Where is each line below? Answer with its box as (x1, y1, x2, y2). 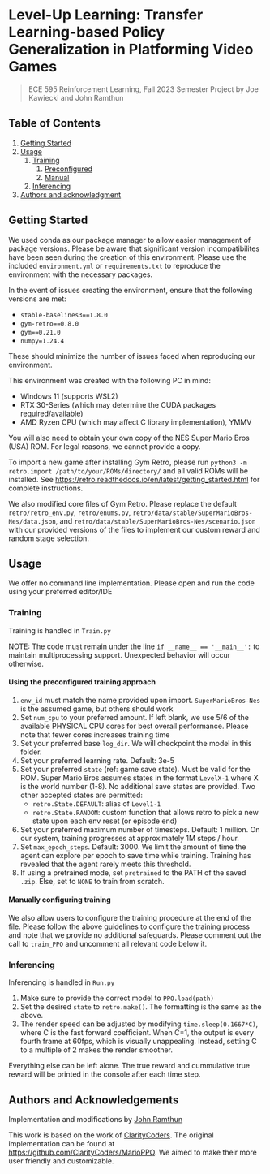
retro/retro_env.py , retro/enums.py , (8, 507, 131, 517)
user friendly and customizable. (8, 1156, 114, 1166)
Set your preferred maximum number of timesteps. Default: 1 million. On (19, 824, 260, 834)
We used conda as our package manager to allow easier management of (8, 235, 251, 244)
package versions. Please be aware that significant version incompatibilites (8, 244, 260, 253)
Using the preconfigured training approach (8, 677, 156, 687)
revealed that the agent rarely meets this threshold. (19, 859, 191, 869)
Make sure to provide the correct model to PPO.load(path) (19, 993, 215, 1004)
